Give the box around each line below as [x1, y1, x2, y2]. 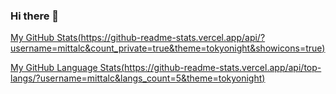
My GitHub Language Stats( [10, 62, 125, 74]
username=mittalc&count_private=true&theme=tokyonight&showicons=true [10, 42, 323, 54]
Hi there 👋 [10, 9, 60, 23]
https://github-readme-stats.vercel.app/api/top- [124, 62, 322, 74]
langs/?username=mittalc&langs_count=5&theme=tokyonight [10, 72, 263, 84]
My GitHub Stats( [10, 32, 82, 44]
